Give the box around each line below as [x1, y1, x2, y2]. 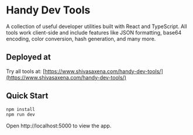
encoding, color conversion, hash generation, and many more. [6, 35, 156, 42]
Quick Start [6, 91, 49, 101]
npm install [6, 106, 35, 112]
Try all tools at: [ [6, 68, 45, 75]
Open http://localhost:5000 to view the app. [6, 122, 112, 129]
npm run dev [6, 112, 35, 117]
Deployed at [6, 52, 51, 62]
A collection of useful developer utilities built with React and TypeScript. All [6, 23, 187, 30]
